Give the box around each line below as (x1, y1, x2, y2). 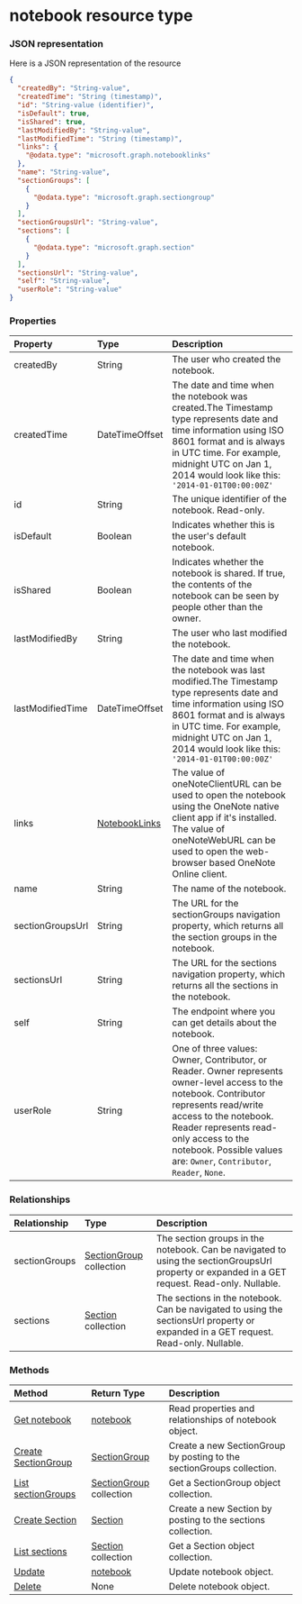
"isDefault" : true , (17, 109, 91, 118)
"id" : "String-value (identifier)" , (17, 101, 155, 110)
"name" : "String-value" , (17, 168, 111, 177)
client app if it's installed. (172, 812, 277, 825)
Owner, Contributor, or (172, 1053, 268, 1066)
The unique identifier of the (172, 493, 288, 506)
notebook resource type (9, 5, 193, 26)
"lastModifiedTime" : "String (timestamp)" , (17, 134, 182, 143)
